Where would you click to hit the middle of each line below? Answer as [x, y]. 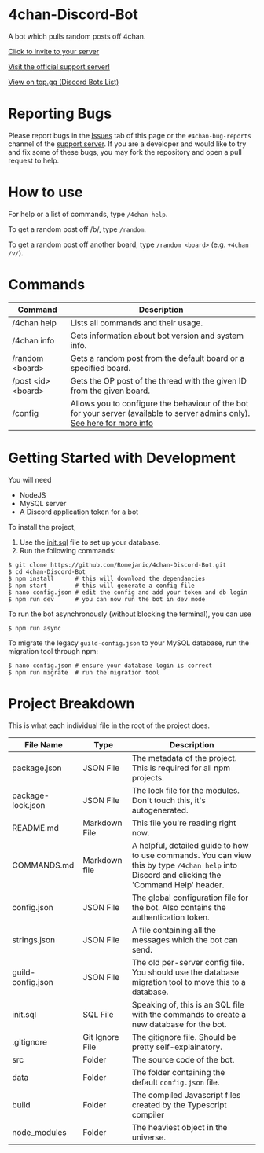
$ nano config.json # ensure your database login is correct [110, 666]
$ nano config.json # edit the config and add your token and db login [128, 592]
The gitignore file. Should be [184, 1037]
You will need [30, 479]
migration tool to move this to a [189, 982]
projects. [148, 777]
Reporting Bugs [60, 114]
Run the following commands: [68, 550]
